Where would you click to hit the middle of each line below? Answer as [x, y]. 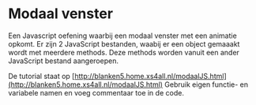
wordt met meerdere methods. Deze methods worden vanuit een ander [124, 52]
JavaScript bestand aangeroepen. [63, 61]
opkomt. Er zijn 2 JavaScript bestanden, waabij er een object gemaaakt [124, 43]
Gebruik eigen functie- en [207, 84]
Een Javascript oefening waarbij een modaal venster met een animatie [122, 36]
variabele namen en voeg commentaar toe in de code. [96, 92]
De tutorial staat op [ [41, 76]
